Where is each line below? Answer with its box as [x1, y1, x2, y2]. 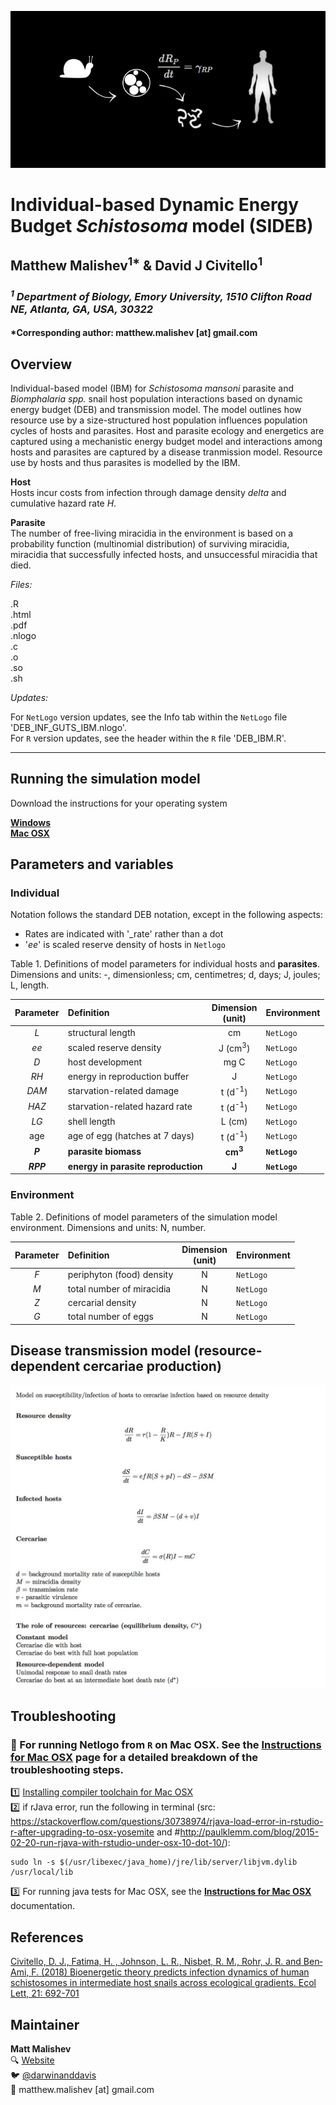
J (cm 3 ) [218, 1041, 251, 1055]
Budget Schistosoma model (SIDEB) [10, 214, 314, 237]
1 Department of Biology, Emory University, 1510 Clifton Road [10, 287, 312, 303]
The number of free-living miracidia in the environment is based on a [10, 527, 294, 539]
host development [67, 1056, 143, 1068]
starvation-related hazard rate [67, 1101, 193, 1113]
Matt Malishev [10, 2042, 72, 2055]
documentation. [10, 1900, 76, 1912]
